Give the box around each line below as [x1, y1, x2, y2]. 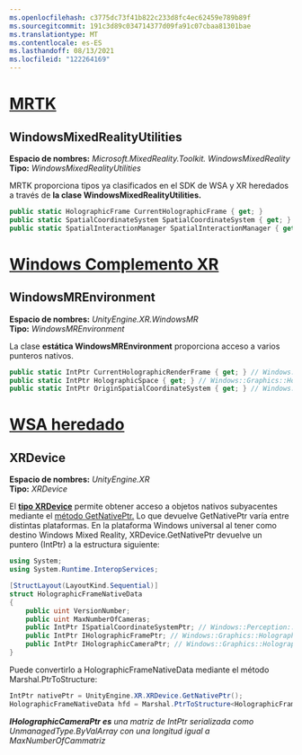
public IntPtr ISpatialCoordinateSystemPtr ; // [25, 623, 207, 632]
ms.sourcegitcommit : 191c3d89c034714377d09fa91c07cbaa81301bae [9, 22, 252, 31]
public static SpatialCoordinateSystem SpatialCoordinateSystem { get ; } [9, 215, 292, 225]
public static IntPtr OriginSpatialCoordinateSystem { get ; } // [9, 384, 259, 394]
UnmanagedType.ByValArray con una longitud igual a [9, 725, 210, 736]
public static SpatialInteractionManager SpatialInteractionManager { [9, 224, 280, 233]
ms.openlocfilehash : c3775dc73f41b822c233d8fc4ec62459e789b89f [9, 13, 252, 22]
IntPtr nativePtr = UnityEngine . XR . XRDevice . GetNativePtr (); [9, 691, 244, 700]
